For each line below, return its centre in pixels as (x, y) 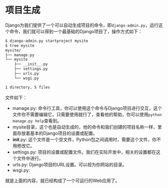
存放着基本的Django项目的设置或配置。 (57, 133)
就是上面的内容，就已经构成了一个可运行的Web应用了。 (62, 180)
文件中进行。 (30, 158)
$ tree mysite (20, 46)
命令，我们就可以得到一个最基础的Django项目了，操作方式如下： (76, 31)
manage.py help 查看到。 (37, 120)
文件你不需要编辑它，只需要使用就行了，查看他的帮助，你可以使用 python (87, 114)
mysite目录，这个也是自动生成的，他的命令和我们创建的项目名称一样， (85, 127)
